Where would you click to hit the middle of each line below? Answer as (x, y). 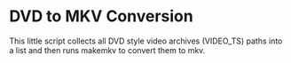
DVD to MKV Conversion (101, 16)
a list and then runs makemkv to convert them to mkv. (107, 50)
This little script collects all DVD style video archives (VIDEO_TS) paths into (146, 41)
